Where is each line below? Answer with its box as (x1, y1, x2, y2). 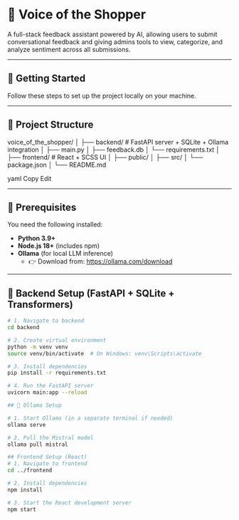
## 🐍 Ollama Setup (7, 402, 62, 409)
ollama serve (7, 421, 46, 428)
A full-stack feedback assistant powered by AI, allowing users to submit (7, 30, 218, 38)
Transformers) (7, 298, 73, 311)
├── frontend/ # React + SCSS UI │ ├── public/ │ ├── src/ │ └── (7, 152, 203, 161)
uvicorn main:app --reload (7, 389, 87, 396)
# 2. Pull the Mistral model (7, 434, 94, 441)
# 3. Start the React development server (7, 499, 132, 506)
